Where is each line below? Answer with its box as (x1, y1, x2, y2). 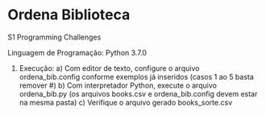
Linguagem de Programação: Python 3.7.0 (7, 47, 147, 57)
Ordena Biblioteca (7, 6, 131, 24)
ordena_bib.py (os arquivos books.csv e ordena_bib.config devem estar (19, 88, 258, 98)
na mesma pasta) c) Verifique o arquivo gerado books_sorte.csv (19, 97, 233, 107)
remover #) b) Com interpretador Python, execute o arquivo (19, 80, 217, 90)
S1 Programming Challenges (7, 32, 102, 42)
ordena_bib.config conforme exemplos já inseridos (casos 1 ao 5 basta (19, 72, 255, 81)
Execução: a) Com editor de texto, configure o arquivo (19, 63, 200, 73)
